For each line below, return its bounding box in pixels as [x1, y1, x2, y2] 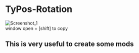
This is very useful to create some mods [5, 40, 134, 48]
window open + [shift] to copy [5, 25, 68, 31]
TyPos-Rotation [5, 3, 73, 15]
